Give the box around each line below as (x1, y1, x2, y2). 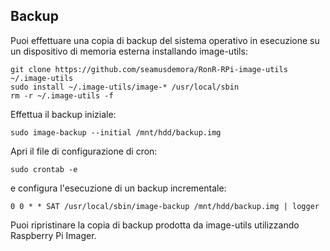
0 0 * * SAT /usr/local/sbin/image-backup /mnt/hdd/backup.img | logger (10, 201, 320, 211)
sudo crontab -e (10, 164, 78, 174)
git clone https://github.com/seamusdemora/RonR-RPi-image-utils (10, 64, 288, 74)
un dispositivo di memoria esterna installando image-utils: (10, 45, 248, 57)
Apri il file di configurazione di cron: (10, 145, 158, 157)
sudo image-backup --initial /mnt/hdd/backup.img (10, 127, 222, 138)
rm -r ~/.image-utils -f (10, 90, 114, 101)
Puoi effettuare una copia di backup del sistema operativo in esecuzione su (10, 34, 320, 46)
